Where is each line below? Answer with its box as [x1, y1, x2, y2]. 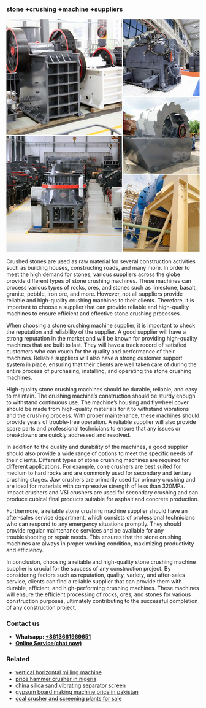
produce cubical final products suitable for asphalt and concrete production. [6, 495, 199, 502]
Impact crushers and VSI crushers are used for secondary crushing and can [6, 488, 199, 496]
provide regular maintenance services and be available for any [6, 526, 164, 534]
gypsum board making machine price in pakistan [15, 688, 139, 696]
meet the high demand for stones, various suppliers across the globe [6, 271, 181, 278]
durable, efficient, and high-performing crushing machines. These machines [6, 584, 199, 591]
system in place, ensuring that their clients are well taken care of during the [6, 361, 197, 368]
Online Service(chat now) [15, 639, 82, 647]
